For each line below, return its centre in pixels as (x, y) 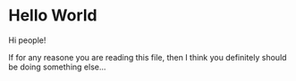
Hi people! (27, 40)
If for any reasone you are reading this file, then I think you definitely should (148, 57)
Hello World (53, 16)
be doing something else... (57, 67)
